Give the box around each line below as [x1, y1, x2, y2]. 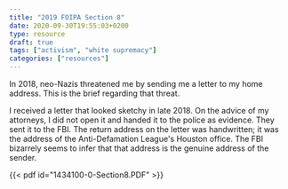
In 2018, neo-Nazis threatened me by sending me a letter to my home [9, 79, 263, 89]
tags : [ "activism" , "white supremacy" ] [9, 46, 157, 55]
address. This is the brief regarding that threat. [9, 88, 180, 98]
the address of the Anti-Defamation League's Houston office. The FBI [9, 134, 264, 144]
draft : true [9, 37, 53, 47]
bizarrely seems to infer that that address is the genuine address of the [9, 143, 269, 154]
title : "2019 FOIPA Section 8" [9, 12, 125, 22]
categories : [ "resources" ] [9, 54, 109, 63]
